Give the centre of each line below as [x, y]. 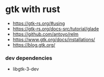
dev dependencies [29, 58]
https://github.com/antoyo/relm [46, 34]
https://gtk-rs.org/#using [39, 23]
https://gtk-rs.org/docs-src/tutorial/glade [56, 28]
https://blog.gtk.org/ [34, 45]
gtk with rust [33, 9]
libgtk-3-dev [26, 69]
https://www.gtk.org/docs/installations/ [54, 40]
